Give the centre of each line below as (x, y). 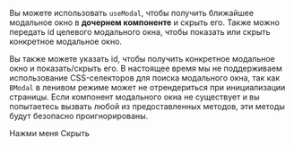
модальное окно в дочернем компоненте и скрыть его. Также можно (145, 22)
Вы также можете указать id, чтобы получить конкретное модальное (142, 59)
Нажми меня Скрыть (49, 133)
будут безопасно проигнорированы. (79, 116)
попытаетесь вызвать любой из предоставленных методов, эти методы (147, 106)
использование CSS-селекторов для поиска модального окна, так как (145, 78)
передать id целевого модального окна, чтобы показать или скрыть (140, 32)
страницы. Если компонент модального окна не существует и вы (134, 97)
